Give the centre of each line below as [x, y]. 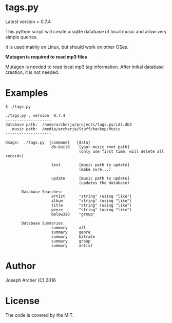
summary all [69, 228]
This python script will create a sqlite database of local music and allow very [86, 31]
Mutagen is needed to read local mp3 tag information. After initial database [85, 67]
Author [21, 266]
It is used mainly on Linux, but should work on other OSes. [67, 47]
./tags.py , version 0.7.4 [35, 115]
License [23, 301]
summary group [71, 241]
